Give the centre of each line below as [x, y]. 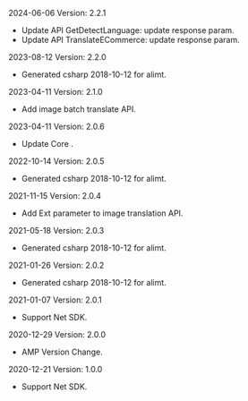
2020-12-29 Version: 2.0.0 [57, 334]
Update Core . [47, 144]
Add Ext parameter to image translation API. [102, 213]
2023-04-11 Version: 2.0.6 [56, 126]
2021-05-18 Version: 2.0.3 [56, 230]
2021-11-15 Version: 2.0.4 [55, 196]
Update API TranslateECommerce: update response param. [130, 40]
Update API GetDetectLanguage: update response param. [128, 30]
